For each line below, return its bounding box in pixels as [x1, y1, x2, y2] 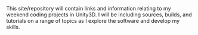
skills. [6, 23, 20, 30]
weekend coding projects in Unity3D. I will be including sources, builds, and [6, 11, 192, 18]
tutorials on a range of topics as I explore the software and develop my [6, 17, 180, 24]
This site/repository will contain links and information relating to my [6, 5, 171, 12]
